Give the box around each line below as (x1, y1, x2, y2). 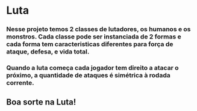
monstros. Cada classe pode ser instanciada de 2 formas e (6, 32, 182, 41)
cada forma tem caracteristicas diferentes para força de (6, 40, 174, 49)
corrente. (6, 79, 34, 87)
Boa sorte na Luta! (6, 97, 77, 107)
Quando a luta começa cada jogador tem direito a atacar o (6, 64, 179, 72)
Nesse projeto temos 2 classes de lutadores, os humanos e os (6, 25, 191, 34)
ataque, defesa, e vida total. (6, 47, 90, 56)
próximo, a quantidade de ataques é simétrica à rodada (6, 71, 170, 80)
